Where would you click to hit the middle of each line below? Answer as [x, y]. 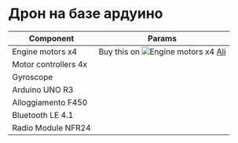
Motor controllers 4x [50, 64]
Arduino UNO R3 [43, 89]
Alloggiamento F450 [50, 102]
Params [162, 38]
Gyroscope [33, 77]
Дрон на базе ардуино [86, 14]
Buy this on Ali [162, 52]
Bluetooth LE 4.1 [43, 115]
